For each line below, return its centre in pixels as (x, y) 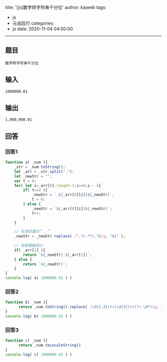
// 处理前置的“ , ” (32, 232)
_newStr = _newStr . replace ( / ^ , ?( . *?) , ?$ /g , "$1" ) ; (70, 236)
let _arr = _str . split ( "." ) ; (44, 172)
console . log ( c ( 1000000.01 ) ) (39, 355)
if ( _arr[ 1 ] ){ (30, 250)
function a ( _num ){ (27, 163)
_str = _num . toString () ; (40, 167)
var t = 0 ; (25, 181)
